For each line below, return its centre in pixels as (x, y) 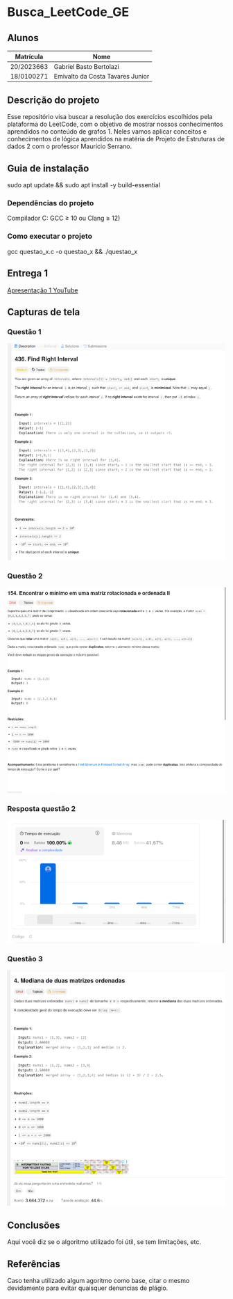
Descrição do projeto (53, 100)
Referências (34, 1264)
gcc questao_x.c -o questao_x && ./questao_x (72, 251)
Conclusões (34, 1226)
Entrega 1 (28, 273)
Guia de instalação (48, 168)
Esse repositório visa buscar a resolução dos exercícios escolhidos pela (110, 117)
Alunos (23, 38)
